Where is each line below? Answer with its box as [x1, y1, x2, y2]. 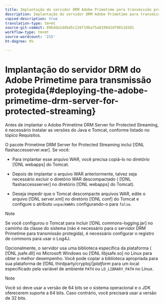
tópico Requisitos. [5, 132, 41, 138]
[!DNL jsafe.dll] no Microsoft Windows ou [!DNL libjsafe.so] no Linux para [5, 250, 152, 256]
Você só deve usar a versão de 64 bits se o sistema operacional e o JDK [5, 285, 151, 290]
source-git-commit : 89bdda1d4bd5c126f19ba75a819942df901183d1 [5, 25, 134, 30]
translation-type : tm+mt [5, 20, 56, 26]
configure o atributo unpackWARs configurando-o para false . [12, 201, 132, 207]
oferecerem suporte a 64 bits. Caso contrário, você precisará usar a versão [5, 290, 157, 296]
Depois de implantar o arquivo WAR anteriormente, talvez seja [12, 171, 137, 177]
